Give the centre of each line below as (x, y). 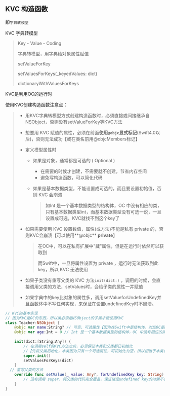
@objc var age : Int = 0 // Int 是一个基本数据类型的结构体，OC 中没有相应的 (88, 332)
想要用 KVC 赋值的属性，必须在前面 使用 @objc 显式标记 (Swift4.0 (90, 132)
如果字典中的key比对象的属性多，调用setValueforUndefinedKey (91, 297)
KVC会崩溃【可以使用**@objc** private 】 (74, 235)
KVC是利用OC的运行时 (29, 94)
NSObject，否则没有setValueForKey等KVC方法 (74, 122)
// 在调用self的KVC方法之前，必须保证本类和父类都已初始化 (78, 346)
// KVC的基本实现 (22, 313)
